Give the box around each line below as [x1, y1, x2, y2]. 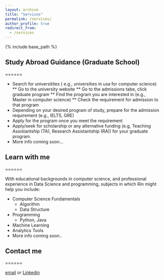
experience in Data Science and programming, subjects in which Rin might [5, 181, 157, 187]
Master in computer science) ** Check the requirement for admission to [12, 96, 159, 102]
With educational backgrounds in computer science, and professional [5, 176, 147, 182]
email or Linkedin [5, 270, 40, 276]
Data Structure [19, 206, 50, 212]
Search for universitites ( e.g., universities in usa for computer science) [12, 81, 157, 87]
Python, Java [19, 217, 47, 223]
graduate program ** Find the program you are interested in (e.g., [12, 91, 146, 97]
